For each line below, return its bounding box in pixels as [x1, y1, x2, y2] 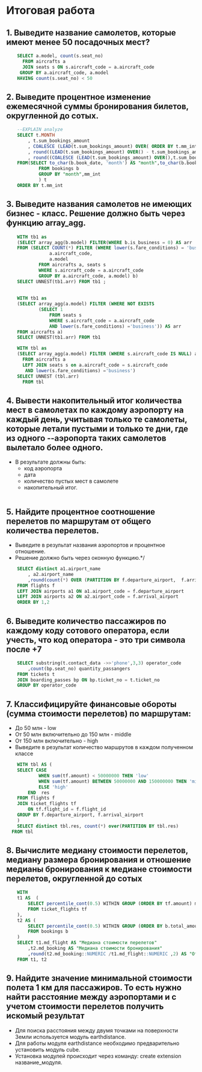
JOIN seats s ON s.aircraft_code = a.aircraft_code [22, 64, 155, 70]
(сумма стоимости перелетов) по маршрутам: [6, 708, 191, 718]
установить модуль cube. [14, 1046, 81, 1053]
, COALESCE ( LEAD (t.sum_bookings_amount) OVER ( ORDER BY [28, 143, 173, 149]
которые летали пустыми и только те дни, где [6, 423, 188, 433]
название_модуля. [14, 1059, 63, 1066]
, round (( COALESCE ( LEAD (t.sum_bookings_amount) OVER [28, 155, 165, 161]
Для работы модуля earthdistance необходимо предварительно [14, 1040, 180, 1047]
